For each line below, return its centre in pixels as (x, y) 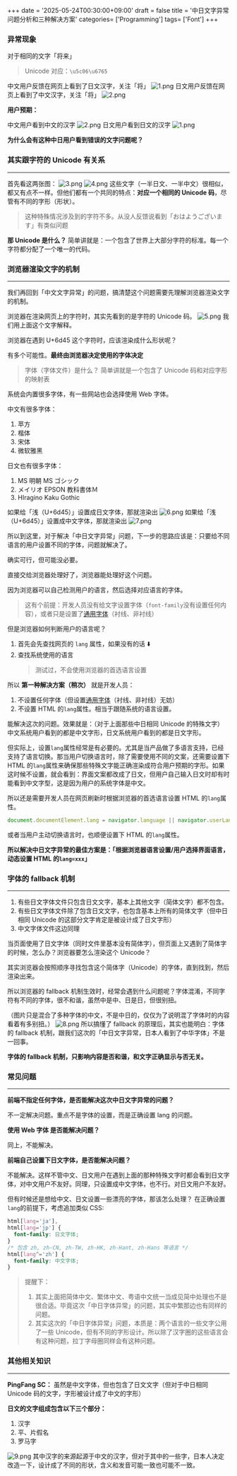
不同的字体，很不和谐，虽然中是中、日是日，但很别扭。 (100, 1000)
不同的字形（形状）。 (49, 201)
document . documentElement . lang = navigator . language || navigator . (109, 820)
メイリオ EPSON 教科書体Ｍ (58, 489)
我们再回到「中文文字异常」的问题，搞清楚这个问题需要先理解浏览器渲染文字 (119, 292)
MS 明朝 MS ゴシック (48, 480)
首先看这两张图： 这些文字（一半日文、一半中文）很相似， (117, 183)
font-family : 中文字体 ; (47, 1261)
